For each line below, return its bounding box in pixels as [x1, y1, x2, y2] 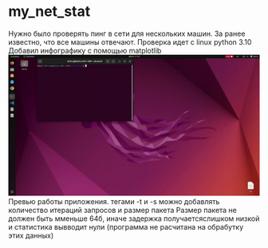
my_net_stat [8, 2, 91, 21]
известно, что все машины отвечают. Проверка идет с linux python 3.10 [8, 37, 252, 46]
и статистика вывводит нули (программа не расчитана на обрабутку [8, 222, 244, 232]
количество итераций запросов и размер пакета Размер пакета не [8, 206, 238, 215]
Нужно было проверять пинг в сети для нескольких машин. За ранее [8, 29, 246, 38]
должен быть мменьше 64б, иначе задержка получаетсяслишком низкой [8, 214, 260, 223]
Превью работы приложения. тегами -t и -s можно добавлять [8, 197, 220, 207]
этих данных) [8, 230, 54, 241]
